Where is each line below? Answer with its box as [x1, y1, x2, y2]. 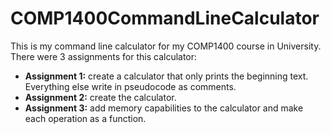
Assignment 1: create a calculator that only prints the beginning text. [24, 70, 309, 82]
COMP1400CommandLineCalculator [10, 7, 320, 30]
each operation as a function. [24, 112, 147, 124]
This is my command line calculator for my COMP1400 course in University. [10, 40, 322, 52]
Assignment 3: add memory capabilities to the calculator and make [24, 102, 304, 114]
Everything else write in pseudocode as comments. [24, 80, 237, 92]
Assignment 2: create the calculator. [24, 91, 177, 103]
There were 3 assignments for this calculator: [10, 50, 198, 62]
